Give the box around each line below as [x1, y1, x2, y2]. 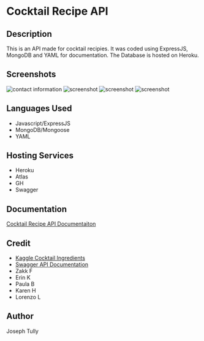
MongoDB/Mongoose [15, 126, 70, 133]
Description [6, 29, 52, 39]
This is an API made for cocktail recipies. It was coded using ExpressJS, [6, 45, 188, 52]
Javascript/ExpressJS [15, 120, 71, 127]
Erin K [15, 274, 31, 282]
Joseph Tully [6, 327, 39, 335]
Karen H [15, 287, 36, 294]
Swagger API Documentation [15, 261, 89, 268]
